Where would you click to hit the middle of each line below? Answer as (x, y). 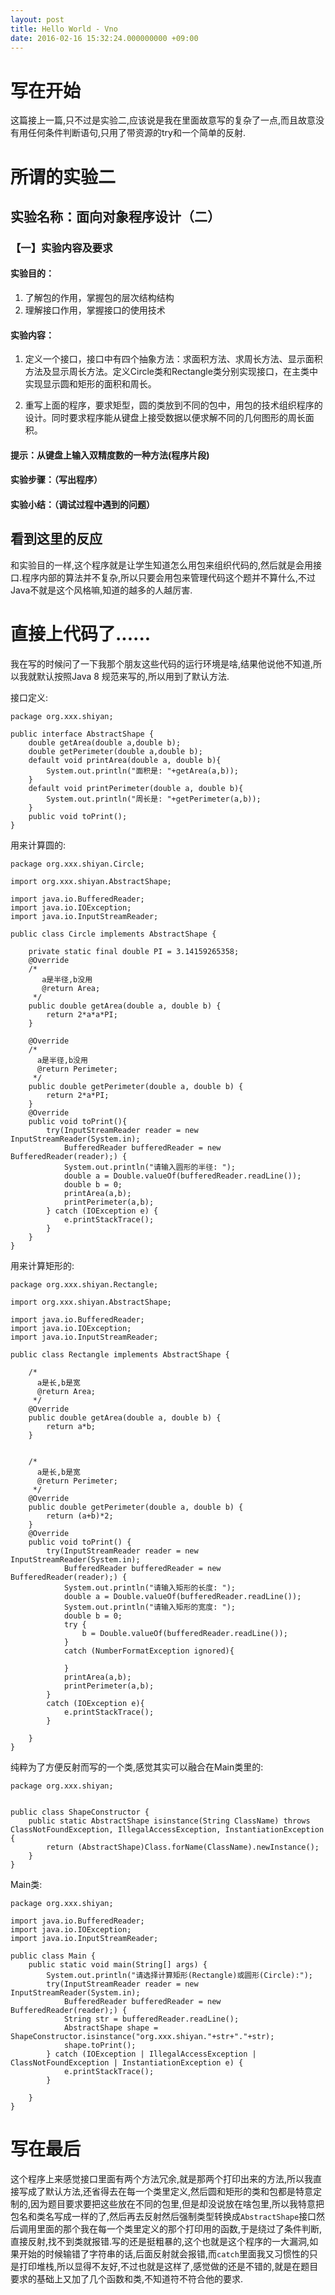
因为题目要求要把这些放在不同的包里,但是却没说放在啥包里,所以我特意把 (177, 2203)
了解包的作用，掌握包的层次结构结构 (99, 298)
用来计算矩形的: (42, 1265)
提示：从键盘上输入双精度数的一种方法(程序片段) (110, 455)
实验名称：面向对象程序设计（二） (115, 216)
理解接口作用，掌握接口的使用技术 (95, 310)
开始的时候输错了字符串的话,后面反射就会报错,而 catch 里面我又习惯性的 (164, 2253)
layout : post (37, 19)
